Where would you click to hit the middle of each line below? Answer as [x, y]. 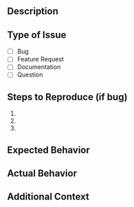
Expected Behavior [49, 150]
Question [30, 75]
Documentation [39, 67]
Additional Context [48, 197]
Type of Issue [37, 35]
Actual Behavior [42, 174]
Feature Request [40, 59]
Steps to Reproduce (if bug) [67, 97]
